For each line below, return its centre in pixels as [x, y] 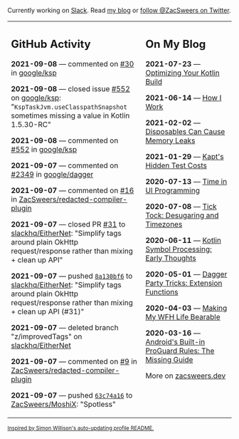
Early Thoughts [171, 258]
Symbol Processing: [179, 249]
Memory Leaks [170, 140]
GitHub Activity [51, 44]
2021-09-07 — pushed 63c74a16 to [72, 395]
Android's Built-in [175, 341]
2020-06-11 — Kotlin [184, 240]
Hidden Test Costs [176, 165]
